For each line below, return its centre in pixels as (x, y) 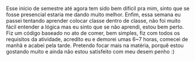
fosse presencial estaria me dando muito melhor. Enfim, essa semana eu (93, 15)
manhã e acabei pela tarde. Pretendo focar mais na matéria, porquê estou (95, 45)
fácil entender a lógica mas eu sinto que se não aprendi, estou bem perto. (95, 27)
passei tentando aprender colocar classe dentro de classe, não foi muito (93, 21)
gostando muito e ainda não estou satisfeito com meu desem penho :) (90, 51)
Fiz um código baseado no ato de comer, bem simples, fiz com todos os (93, 33)
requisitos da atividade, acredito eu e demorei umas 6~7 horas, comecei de (97, 39)
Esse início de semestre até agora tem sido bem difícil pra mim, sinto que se (98, 8)
